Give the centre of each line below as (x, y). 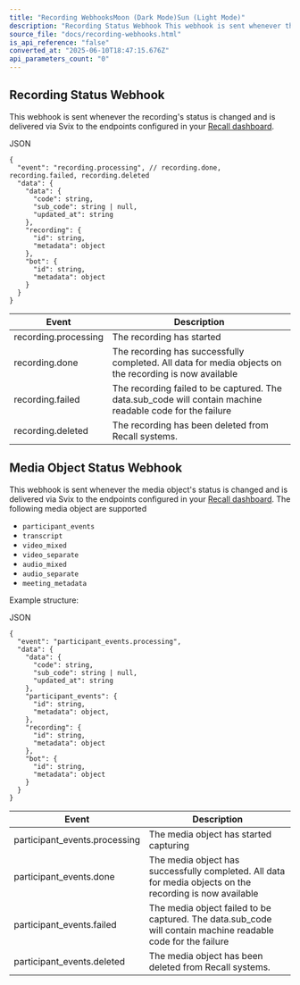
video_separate (50, 555)
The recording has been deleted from (191, 425)
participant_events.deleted (70, 961)
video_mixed (44, 546)
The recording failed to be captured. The (197, 388)
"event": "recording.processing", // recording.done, (119, 167)
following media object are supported (78, 508)
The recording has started (167, 337)
